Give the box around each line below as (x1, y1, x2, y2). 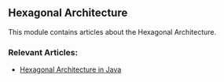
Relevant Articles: (8, 47, 79, 58)
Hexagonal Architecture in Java (19, 65, 122, 74)
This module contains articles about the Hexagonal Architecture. (8, 27, 217, 36)
